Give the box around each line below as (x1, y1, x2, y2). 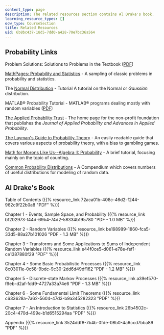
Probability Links (5, 48, 58, 56)
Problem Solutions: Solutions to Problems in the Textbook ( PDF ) (5, 61, 134, 67)
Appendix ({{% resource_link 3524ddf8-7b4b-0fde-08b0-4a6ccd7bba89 (5, 319, 154, 325)
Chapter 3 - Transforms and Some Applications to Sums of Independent (5, 241, 150, 247)
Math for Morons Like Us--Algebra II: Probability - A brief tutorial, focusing (5, 149, 155, 155)
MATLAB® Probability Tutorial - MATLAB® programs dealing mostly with (5, 100, 150, 106)
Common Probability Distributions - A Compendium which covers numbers (5, 164, 156, 170)
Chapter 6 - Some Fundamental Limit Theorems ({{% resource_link (5, 290, 140, 296)
